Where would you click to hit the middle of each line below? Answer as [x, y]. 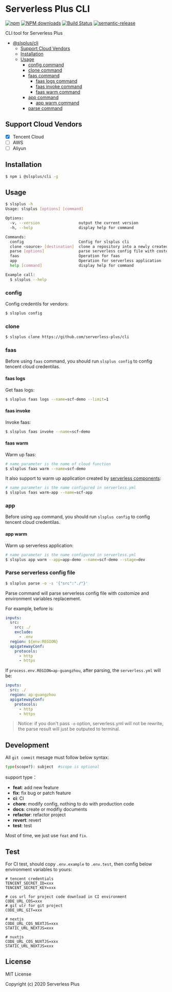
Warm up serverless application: [39, 545]
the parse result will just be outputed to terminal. [69, 729]
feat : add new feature [36, 788]
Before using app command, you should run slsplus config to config [78, 517]
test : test [22, 826]
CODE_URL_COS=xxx [24, 901]
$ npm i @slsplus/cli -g [32, 176]
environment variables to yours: [39, 869]
